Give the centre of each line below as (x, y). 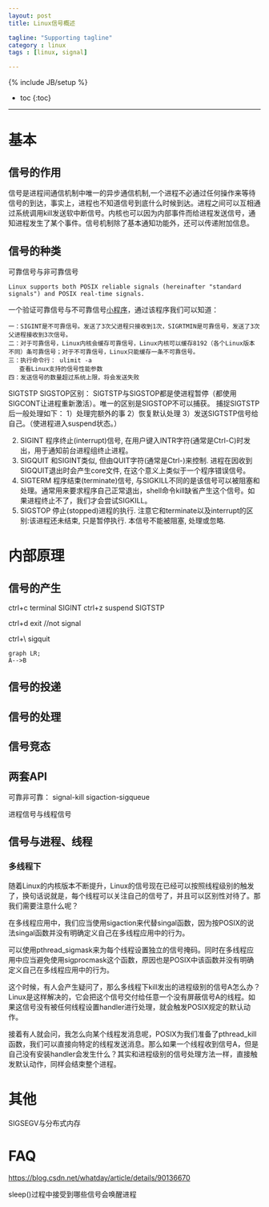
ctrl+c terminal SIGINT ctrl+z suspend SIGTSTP (86, 608)
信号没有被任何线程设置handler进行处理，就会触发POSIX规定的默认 (133, 1007)
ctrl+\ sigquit (29, 639)
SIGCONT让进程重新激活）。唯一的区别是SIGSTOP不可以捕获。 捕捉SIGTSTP (134, 403)
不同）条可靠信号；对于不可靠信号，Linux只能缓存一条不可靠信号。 (104, 352)
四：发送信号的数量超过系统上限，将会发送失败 (74, 377)
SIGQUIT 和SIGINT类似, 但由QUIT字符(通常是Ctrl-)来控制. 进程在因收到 (136, 460)
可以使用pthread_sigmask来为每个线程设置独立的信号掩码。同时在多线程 (128, 950)
